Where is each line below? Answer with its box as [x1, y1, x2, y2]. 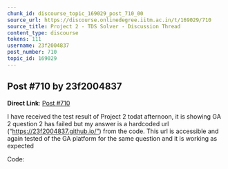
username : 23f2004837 [7, 42, 70, 49]
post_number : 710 [7, 49, 57, 56]
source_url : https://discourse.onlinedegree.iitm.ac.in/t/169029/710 [7, 17, 212, 23]
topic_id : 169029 [7, 55, 57, 62]
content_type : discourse [7, 29, 79, 37]
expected [7, 141, 35, 150]
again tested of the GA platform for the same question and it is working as [7, 134, 218, 142]
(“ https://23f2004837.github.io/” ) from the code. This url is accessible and [7, 127, 219, 135]
